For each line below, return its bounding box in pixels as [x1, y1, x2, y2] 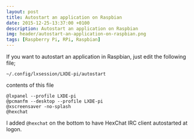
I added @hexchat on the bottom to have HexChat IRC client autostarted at [6, 119, 188, 126]
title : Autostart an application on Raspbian [6, 14, 122, 20]
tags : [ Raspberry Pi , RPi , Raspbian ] [6, 37, 101, 43]
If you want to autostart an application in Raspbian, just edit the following [6, 53, 186, 60]
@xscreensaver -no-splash [6, 104, 71, 110]
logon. [6, 126, 22, 132]
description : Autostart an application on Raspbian [6, 25, 138, 32]
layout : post [6, 8, 39, 15]
